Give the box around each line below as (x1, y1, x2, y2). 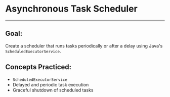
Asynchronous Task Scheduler (5, 3, 138, 15)
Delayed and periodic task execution (12, 81, 89, 87)
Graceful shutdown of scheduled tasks (12, 87, 94, 93)
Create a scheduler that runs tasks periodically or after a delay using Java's (5, 42, 163, 48)
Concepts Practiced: (5, 63, 72, 71)
